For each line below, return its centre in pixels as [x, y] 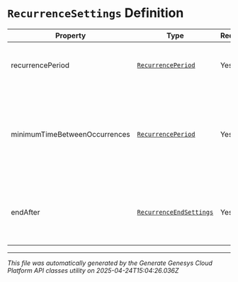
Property [71, 35]
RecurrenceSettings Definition [96, 13]
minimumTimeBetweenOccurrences [71, 134]
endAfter [25, 212]
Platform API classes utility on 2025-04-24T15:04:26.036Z [93, 270]
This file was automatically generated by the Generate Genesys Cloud [110, 263]
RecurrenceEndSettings [175, 212]
